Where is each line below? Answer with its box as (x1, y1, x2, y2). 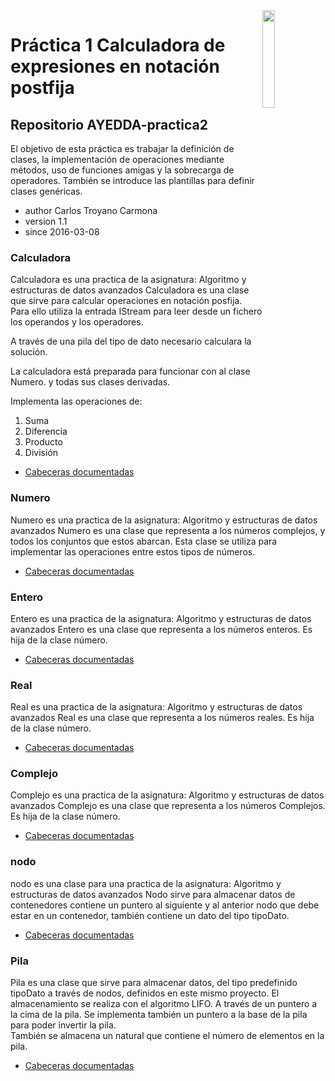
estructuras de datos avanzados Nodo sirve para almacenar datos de (10, 888, 296, 900)
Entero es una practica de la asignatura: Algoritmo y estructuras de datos (10, 612, 312, 624)
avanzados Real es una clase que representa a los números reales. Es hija (10, 712, 315, 724)
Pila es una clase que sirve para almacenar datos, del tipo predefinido (10, 977, 298, 989)
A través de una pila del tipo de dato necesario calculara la (10, 335, 252, 348)
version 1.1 (24, 215, 68, 227)
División (24, 447, 58, 459)
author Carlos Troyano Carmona (24, 205, 158, 216)
